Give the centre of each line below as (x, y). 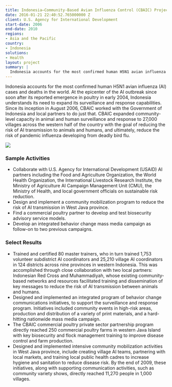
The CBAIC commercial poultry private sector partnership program (83, 324)
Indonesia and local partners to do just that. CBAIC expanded (70, 114)
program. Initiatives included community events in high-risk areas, (82, 308)
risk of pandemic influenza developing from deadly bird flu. (68, 135)
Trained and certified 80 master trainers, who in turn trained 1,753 (82, 253)
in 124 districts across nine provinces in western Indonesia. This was (85, 265)
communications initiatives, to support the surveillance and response (85, 303)
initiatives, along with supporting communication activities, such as (83, 368)
